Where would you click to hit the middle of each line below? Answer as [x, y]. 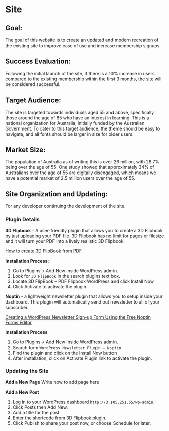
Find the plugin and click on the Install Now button [65, 353]
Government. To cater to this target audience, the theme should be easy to [83, 128]
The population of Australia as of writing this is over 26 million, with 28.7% [82, 162]
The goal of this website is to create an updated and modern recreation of [82, 40]
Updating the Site [27, 371]
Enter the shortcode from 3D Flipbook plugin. [60, 418]
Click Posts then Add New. [40, 407]
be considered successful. [33, 84]
